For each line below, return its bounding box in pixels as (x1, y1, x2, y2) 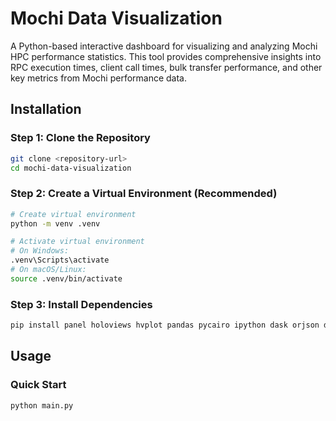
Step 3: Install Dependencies (10, 297, 153, 311)
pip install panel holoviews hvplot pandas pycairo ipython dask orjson (10, 320, 320, 331)
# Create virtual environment (10, 209, 137, 219)
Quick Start (10, 378, 67, 392)
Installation (10, 101, 82, 118)
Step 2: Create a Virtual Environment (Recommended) (10, 187, 278, 201)
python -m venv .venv (10, 218, 101, 229)
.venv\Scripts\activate (10, 255, 110, 266)
